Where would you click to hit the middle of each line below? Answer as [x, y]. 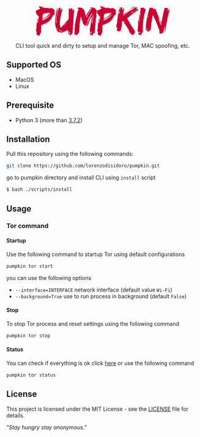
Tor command [28, 226]
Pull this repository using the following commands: [70, 154]
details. [16, 415]
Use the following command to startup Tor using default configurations [96, 254]
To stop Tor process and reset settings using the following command [93, 323]
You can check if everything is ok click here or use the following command [100, 363]
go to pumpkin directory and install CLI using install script [81, 178]
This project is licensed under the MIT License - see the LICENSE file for [97, 409]
